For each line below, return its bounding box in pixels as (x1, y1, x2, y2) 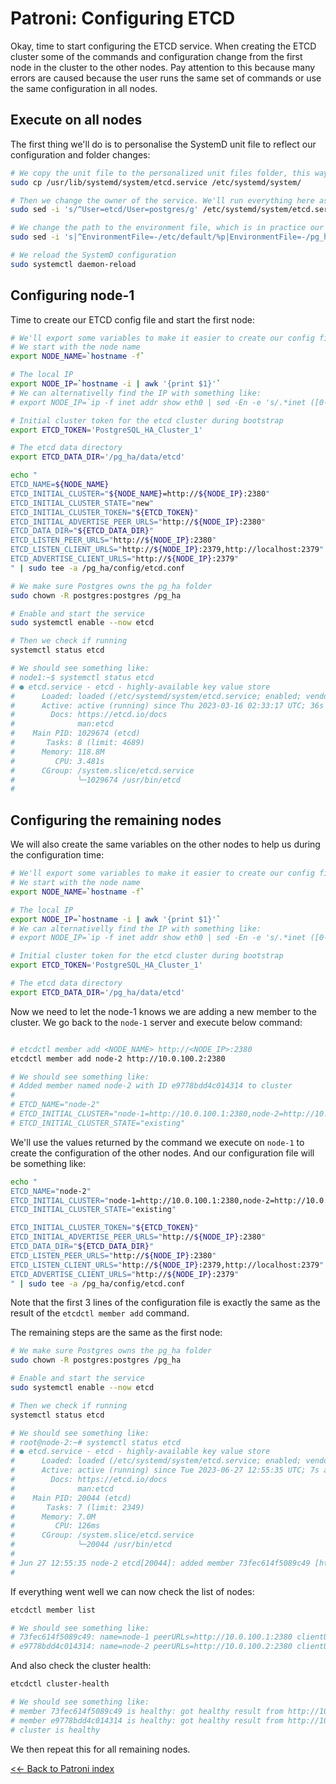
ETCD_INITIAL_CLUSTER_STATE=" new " (10, 498, 155, 508)
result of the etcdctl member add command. (10, 1307, 190, 1319)
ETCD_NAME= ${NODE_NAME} (10, 480, 110, 490)
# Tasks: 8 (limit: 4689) (10, 738, 145, 748)
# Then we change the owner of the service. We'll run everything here (10, 195, 315, 206)
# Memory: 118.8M (10, 747, 105, 757)
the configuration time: (10, 849, 105, 861)
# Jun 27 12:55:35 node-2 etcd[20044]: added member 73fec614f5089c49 (10, 1558, 311, 1568)
